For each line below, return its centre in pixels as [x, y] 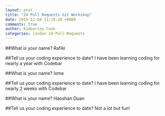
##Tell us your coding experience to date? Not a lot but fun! [68, 108]
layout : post [19, 10]
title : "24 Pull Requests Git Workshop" [49, 15]
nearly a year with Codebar [34, 63]
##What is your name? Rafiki [35, 48]
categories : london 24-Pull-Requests [45, 34]
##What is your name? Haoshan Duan [45, 98]
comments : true [21, 24]
